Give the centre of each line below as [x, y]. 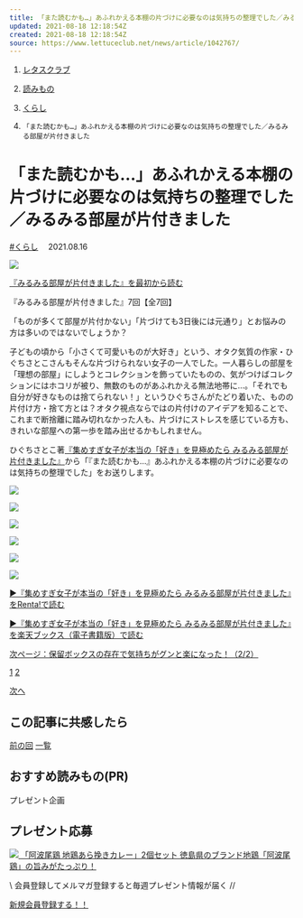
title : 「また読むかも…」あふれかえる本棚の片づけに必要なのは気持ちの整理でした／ [146, 18]
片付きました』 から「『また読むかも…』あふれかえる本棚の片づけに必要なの [149, 461]
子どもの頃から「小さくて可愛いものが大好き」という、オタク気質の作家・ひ [151, 352]
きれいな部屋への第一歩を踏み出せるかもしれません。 [108, 431]
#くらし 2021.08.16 [49, 247]
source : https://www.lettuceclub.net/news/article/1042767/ [125, 43]
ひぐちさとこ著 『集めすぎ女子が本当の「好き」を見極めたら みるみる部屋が [149, 450]
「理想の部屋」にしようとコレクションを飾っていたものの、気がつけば [140, 375]
